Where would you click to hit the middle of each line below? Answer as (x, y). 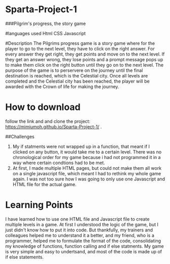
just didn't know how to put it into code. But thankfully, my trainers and (79, 230)
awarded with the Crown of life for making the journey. (62, 86)
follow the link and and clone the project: (48, 121)
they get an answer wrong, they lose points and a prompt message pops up (84, 59)
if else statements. (25, 257)
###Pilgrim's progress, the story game (46, 23)
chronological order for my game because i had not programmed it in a (87, 157)
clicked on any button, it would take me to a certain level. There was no (87, 152)
